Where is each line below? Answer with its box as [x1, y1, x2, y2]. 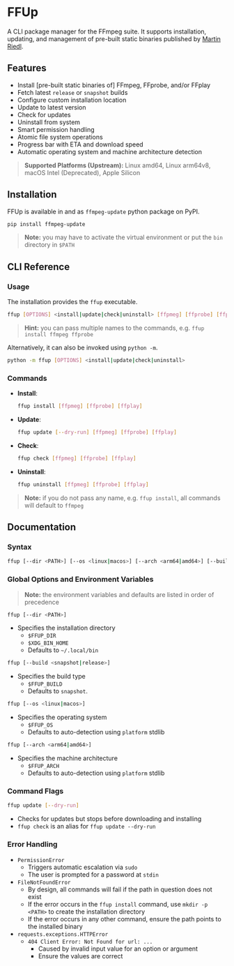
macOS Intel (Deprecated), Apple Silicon [24, 168, 141, 176]
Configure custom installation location [17, 96, 127, 104]
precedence [24, 598, 59, 606]
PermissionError [17, 856, 65, 863]
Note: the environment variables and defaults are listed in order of [24, 590, 214, 598]
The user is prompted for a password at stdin [27, 870, 159, 879]
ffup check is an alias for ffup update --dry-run [17, 822, 156, 831]
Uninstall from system [17, 118, 81, 126]
